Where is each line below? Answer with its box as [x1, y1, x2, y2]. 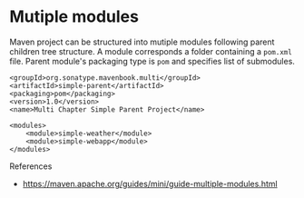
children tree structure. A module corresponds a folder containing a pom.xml [9, 45, 292, 56]
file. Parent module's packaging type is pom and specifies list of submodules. [9, 55, 295, 66]
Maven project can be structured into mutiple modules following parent [9, 36, 275, 47]
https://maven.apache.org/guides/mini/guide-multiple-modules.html [22, 178, 279, 189]
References [9, 161, 53, 172]
